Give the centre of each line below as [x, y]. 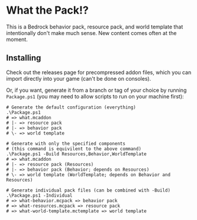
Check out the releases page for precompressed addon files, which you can [99, 72]
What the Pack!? [47, 10]
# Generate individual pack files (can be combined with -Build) [88, 190]
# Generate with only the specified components [66, 144]
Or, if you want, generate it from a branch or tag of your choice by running [96, 90]
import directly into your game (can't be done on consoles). [79, 78]
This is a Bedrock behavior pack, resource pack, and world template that [95, 27]
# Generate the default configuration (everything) [71, 107]
